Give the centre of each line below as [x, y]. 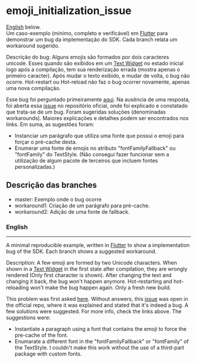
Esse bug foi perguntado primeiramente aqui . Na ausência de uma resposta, [98, 99]
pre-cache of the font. [41, 335]
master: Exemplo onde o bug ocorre [58, 199]
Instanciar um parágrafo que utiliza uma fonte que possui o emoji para [99, 135]
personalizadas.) [35, 167]
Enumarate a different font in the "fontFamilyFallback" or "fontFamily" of [101, 341]
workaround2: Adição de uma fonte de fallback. [72, 211]
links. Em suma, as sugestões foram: [50, 124]
